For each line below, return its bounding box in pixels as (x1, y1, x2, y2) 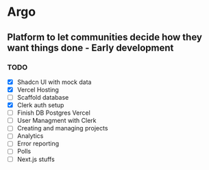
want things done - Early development (7, 42, 174, 53)
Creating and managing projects (16, 124, 108, 132)
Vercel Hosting (16, 85, 60, 94)
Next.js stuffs (16, 155, 55, 163)
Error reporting (16, 139, 60, 147)
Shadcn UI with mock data (16, 78, 92, 86)
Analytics (16, 132, 44, 140)
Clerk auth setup (16, 101, 64, 109)
